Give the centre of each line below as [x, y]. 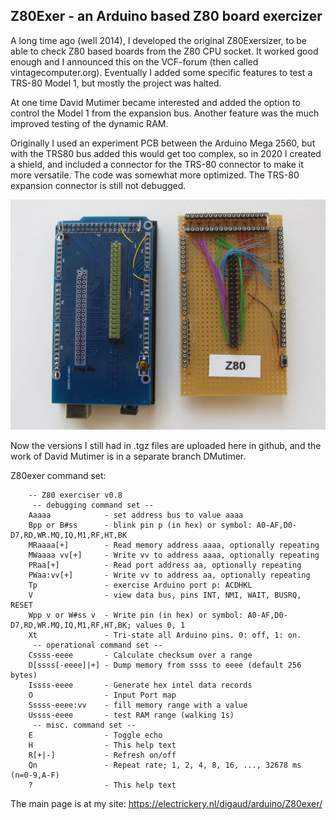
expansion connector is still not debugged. [98, 185]
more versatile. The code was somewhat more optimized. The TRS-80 [155, 175]
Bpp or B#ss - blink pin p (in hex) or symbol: [140, 525]
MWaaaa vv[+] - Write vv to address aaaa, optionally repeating [174, 555]
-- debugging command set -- [93, 505]
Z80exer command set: [58, 475]
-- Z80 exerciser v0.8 [75, 495]
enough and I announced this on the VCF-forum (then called [134, 61]
